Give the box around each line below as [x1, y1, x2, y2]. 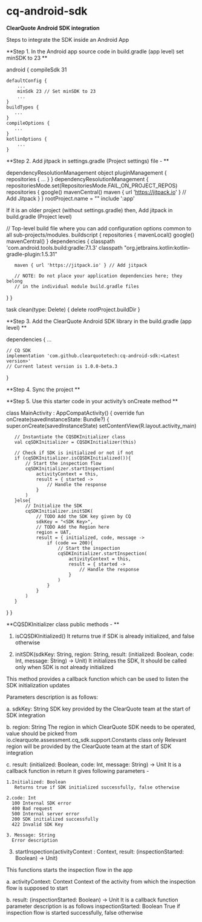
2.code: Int [6, 795, 36, 801]
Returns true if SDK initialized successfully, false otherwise [14, 784, 180, 790]
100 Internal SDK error [11, 800, 71, 806]
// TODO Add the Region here [36, 524, 110, 530]
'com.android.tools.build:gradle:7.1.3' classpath [6, 244, 123, 251]
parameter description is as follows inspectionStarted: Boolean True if [6, 902, 180, 910]
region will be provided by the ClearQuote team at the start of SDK [6, 743, 172, 750]
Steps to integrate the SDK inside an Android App [6, 36, 129, 43]
